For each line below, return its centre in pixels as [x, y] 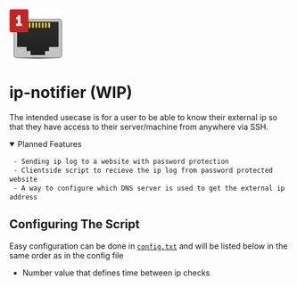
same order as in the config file [66, 255]
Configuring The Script [74, 224]
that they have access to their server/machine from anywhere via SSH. [139, 127]
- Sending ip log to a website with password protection [121, 161]
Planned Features [49, 143]
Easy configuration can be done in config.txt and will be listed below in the [148, 246]
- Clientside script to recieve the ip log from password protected [143, 170]
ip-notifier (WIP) [71, 93]
